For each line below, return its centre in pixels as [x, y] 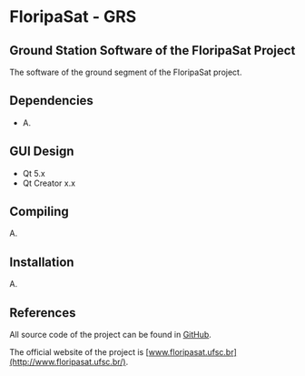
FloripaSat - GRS [73, 17]
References [43, 313]
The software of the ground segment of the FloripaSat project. [126, 72]
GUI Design [42, 152]
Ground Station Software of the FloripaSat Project [152, 51]
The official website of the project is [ [79, 352]
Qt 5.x [34, 173]
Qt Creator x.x [49, 183]
